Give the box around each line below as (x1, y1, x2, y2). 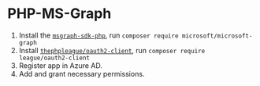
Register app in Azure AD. (18, 60, 103, 70)
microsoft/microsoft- (181, 32, 253, 40)
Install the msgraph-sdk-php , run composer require (18, 30, 179, 40)
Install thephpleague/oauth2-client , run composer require (18, 45, 206, 55)
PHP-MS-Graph (7, 5, 112, 23)
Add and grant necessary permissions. (18, 69, 145, 78)
